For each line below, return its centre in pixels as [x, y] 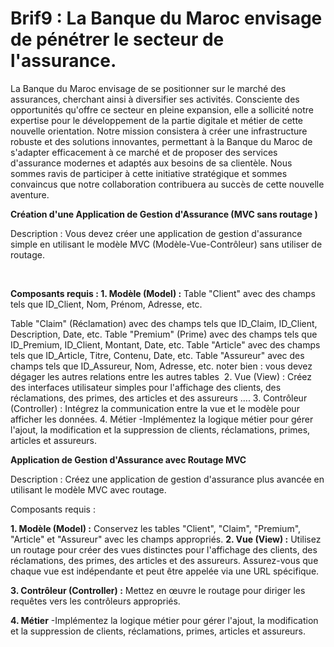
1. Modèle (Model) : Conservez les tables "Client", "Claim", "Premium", [156, 528]
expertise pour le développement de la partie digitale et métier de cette [157, 120]
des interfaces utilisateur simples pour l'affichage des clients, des [146, 387]
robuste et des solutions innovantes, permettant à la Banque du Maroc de [161, 141]
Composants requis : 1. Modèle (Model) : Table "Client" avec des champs [163, 293]
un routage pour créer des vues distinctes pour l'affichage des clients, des [164, 549]
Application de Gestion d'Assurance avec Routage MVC [128, 459]
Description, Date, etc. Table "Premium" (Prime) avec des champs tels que [164, 334]
